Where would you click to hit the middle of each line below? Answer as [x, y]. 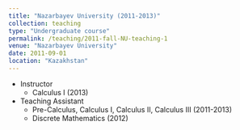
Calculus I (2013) [60, 92]
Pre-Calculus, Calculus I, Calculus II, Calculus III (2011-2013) [132, 109]
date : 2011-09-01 [38, 53]
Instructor [36, 84]
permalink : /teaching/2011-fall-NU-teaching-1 [88, 38]
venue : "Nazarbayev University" [63, 46]
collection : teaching [45, 23]
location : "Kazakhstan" [48, 61]
